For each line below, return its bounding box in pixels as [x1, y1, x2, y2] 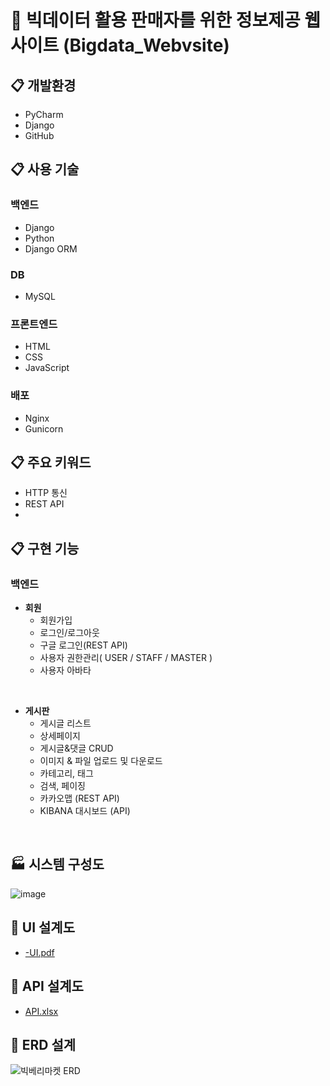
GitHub [24, 130, 55, 141]
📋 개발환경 [10, 77, 77, 94]
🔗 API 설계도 [10, 978, 84, 995]
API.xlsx [24, 1005, 59, 1017]
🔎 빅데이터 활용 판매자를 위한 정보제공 [10, 9, 301, 32]
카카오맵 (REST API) [39, 792, 120, 805]
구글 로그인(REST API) [39, 639, 128, 651]
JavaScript [24, 362, 70, 374]
